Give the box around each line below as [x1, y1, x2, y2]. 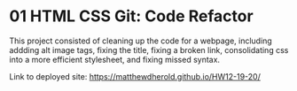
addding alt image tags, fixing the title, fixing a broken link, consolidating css [9, 44, 289, 55]
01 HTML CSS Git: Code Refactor [9, 6, 254, 27]
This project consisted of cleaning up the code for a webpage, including [9, 35, 272, 46]
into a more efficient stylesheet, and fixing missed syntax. [9, 54, 220, 64]
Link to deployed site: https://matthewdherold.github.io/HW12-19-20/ [9, 71, 262, 81]
